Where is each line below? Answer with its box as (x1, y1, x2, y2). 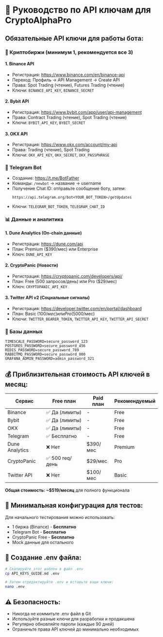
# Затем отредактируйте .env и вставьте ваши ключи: (5, 580, 114, 585)
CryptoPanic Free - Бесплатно (12, 534, 75, 540)
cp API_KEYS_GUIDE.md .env (5, 571, 60, 576)
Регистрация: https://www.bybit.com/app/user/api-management (12, 109, 142, 115)
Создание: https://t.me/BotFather (12, 175, 80, 181)
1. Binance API (5, 61, 34, 67)
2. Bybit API (5, 99, 29, 104)
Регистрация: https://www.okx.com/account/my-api (12, 141, 117, 148)
